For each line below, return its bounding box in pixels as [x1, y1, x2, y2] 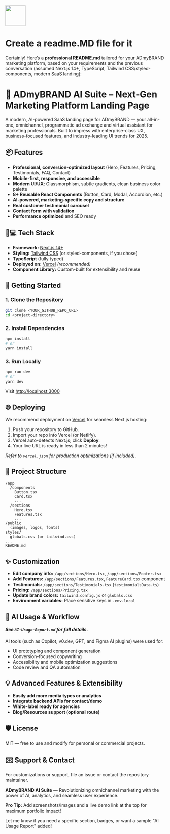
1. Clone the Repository [5, 296, 63, 303]
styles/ [5, 530, 22, 535]
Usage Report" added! [5, 823, 52, 829]
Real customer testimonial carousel [12, 202, 89, 208]
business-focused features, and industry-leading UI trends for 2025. [5, 133, 149, 139]
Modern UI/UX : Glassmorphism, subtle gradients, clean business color [12, 181, 161, 187]
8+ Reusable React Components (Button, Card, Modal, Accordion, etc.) [12, 191, 163, 197]
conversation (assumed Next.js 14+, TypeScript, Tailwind [5, 65, 124, 71]
